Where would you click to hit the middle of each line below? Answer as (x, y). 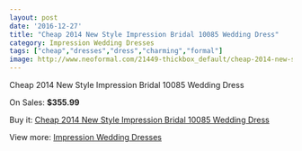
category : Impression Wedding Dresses (82, 43)
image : (22, 59)
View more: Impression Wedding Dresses (85, 137)
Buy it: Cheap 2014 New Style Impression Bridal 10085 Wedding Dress (139, 120)
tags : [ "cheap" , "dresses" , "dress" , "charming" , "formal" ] (116, 51)
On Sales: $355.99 (44, 102)
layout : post (34, 18)
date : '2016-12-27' (46, 26)
